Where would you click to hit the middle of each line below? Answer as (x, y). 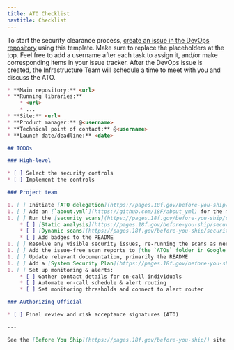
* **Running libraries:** (45, 96)
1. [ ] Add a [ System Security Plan (60, 263)
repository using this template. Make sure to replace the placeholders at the (116, 48)
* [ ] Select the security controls (60, 173)
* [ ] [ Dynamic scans (51, 231)
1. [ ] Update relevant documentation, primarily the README (98, 257)
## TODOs (20, 148)
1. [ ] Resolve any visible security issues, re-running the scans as (112, 244)
